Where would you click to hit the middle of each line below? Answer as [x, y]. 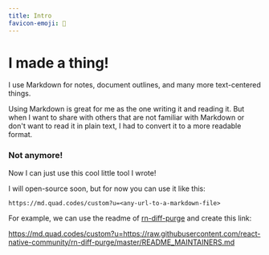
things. [20, 94]
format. [20, 135]
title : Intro [30, 16]
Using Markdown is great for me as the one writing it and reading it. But [126, 109]
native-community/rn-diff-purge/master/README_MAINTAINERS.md [122, 242]
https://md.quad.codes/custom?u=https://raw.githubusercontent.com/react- [134, 233]
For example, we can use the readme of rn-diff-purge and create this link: [130, 218]
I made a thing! [59, 63]
